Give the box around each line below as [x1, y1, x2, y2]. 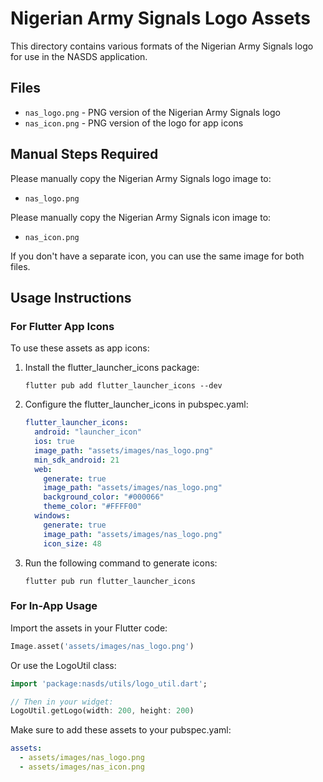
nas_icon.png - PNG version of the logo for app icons [24, 117, 244, 129]
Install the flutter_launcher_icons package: [24, 362, 200, 374]
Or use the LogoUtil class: [10, 659, 117, 671]
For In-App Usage [10, 599, 98, 613]
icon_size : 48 [43, 538, 102, 549]
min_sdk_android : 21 [34, 455, 120, 465]
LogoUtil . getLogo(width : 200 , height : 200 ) [10, 706, 195, 716]
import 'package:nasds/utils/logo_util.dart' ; [10, 678, 208, 689]
